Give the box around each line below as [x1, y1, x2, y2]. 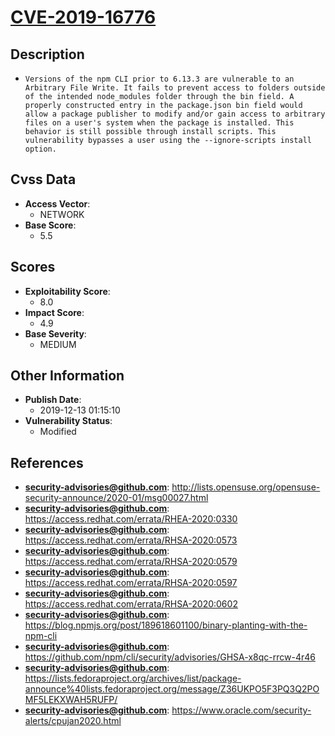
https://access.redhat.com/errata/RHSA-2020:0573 [24, 534, 238, 546]
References [10, 454, 84, 471]
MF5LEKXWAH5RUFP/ [24, 694, 118, 706]
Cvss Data [10, 171, 77, 188]
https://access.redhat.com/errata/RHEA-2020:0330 [24, 513, 238, 525]
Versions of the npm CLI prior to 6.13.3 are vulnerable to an [24, 74, 295, 84]
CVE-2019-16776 [10, 6, 157, 29]
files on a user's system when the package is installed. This [24, 118, 295, 128]
